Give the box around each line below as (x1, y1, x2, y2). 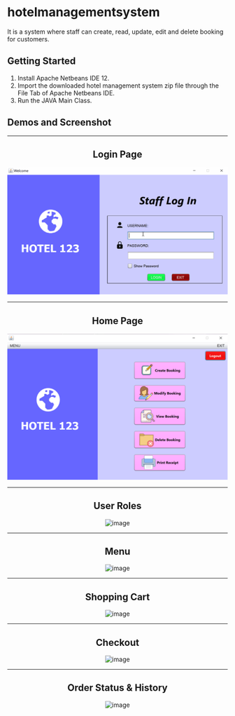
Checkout (95, 636, 140, 649)
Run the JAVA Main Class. (17, 96, 92, 104)
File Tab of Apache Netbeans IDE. (17, 88, 115, 97)
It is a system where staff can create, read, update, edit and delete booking (7, 27, 224, 36)
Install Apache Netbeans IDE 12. (17, 74, 110, 82)
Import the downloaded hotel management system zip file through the (17, 81, 219, 90)
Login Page (92, 148, 143, 160)
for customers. (7, 34, 50, 43)
